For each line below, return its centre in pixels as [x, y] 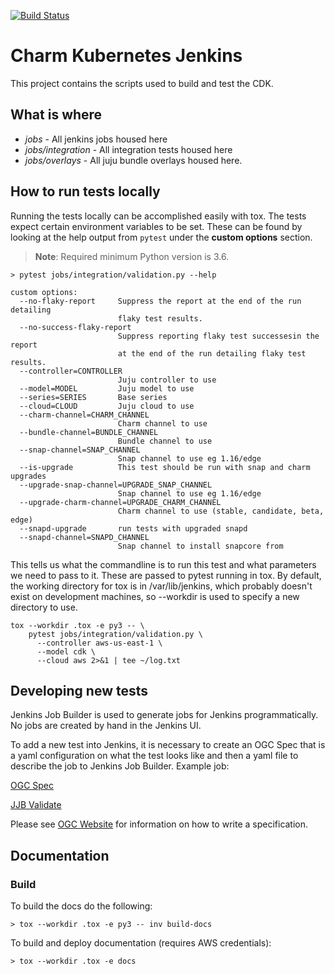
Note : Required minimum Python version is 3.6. [132, 256]
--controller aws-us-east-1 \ [99, 643]
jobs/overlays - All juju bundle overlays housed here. [133, 160]
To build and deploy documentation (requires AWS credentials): [141, 943]
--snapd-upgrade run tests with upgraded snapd [133, 528]
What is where [56, 115]
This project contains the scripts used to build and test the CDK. [142, 83]
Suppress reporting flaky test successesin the [218, 336]
